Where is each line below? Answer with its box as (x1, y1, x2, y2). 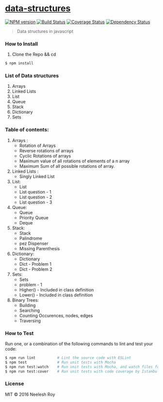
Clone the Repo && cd (12, 51, 56, 57)
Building (19, 302, 36, 308)
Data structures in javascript (16, 28, 74, 34)
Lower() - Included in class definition (19, 292, 93, 298)
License (5, 380, 24, 387)
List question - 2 (19, 194, 52, 200)
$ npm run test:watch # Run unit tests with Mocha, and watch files (5, 364, 153, 369)
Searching (19, 307, 40, 313)
